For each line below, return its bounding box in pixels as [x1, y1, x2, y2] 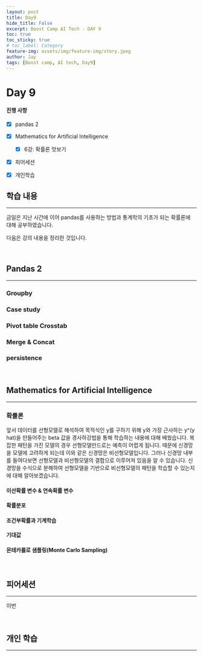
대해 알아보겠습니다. [12, 472, 60, 479]
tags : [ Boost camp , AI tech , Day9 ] [6, 59, 96, 65]
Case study [6, 305, 41, 314]
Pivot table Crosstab [6, 322, 68, 330]
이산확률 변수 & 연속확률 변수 [6, 487, 74, 494]
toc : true [6, 31, 31, 38]
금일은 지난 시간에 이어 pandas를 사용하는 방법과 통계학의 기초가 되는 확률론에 [6, 214, 191, 221]
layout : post [6, 8, 39, 15]
